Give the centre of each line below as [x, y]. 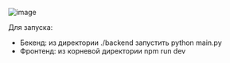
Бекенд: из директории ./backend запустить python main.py [121, 43]
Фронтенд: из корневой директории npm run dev [103, 51]
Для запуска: [31, 27]
